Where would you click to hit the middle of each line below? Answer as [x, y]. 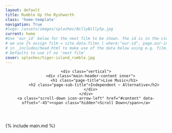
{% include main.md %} [30, 126]
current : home [20, 34]
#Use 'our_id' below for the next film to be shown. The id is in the [82, 39]
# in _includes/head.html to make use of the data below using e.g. [80, 48]
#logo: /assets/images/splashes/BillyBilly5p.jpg [59, 29]
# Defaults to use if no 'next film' [46, 53]
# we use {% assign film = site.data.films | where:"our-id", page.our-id [87, 43]
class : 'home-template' [31, 19]
